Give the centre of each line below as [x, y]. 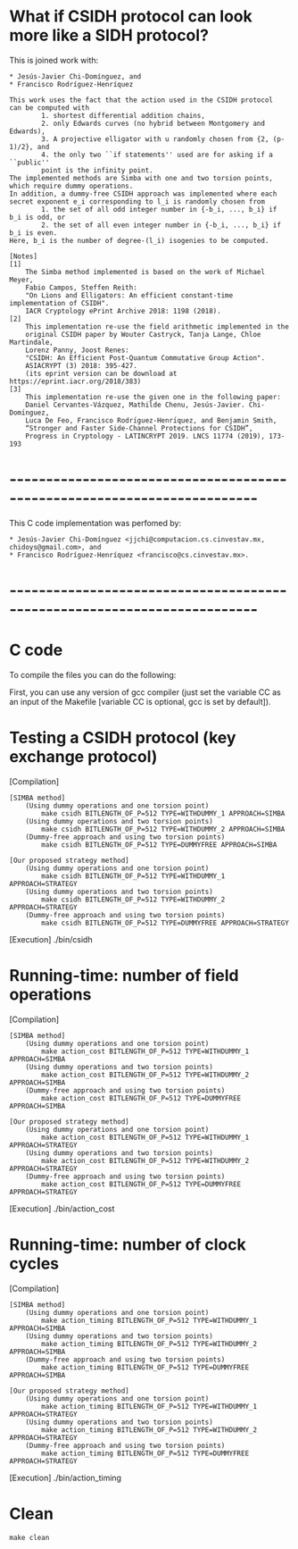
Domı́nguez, [29, 413]
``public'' [29, 163]
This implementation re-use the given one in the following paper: [153, 397]
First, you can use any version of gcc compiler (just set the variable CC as [145, 692]
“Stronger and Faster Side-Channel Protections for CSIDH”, [139, 428]
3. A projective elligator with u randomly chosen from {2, [155, 139]
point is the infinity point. [97, 170]
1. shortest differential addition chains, [123, 115]
